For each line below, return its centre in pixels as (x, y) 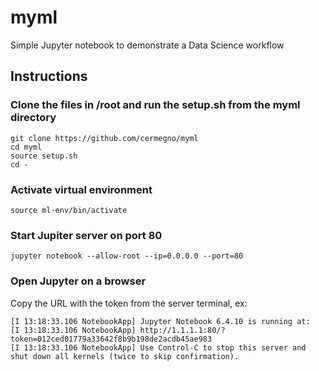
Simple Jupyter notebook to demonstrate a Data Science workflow (147, 45)
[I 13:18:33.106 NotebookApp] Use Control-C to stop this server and (158, 347)
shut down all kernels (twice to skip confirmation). (125, 356)
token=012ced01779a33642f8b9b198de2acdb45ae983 (111, 339)
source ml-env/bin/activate (69, 210)
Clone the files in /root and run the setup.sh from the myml (155, 105)
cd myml (26, 147)
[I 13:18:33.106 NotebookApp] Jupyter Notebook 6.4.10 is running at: (160, 321)
